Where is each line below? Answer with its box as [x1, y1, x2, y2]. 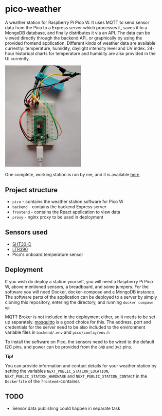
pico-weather [5, 3, 62, 15]
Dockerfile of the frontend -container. [5, 378, 81, 384]
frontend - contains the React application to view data [12, 209, 121, 215]
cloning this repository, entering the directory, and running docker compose [5, 299, 154, 305]
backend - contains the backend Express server [12, 204, 107, 210]
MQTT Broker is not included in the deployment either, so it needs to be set [5, 314, 156, 320]
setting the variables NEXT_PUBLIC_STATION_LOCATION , [5, 368, 109, 374]
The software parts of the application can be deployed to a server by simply [5, 294, 157, 300]
